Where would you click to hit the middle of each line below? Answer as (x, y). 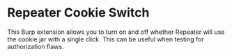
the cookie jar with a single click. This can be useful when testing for (106, 39)
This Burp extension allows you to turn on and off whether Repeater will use (116, 32)
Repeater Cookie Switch (78, 13)
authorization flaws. (36, 46)
